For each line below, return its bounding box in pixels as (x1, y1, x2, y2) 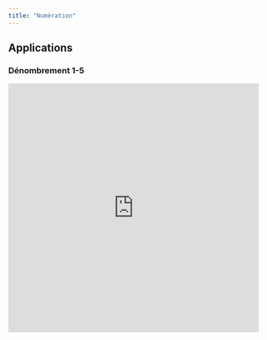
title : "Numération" (8, 11, 77, 20)
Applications (8, 41, 73, 55)
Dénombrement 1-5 (8, 64, 85, 76)
